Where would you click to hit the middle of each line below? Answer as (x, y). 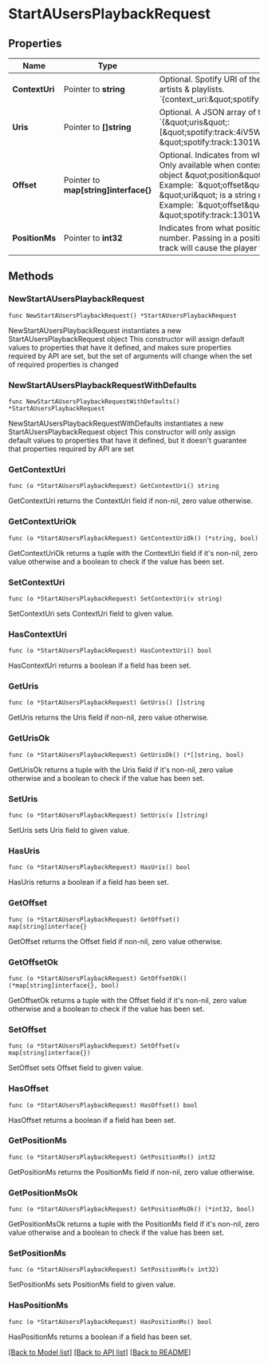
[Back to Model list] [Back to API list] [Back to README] (100, 1352)
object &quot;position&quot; (211, 175)
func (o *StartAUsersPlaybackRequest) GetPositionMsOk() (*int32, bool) (132, 1209)
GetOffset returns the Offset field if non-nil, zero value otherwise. (116, 941)
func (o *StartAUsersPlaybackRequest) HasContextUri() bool (110, 651)
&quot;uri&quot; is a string (208, 195)
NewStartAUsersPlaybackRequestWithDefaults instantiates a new (116, 423)
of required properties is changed (63, 364)
